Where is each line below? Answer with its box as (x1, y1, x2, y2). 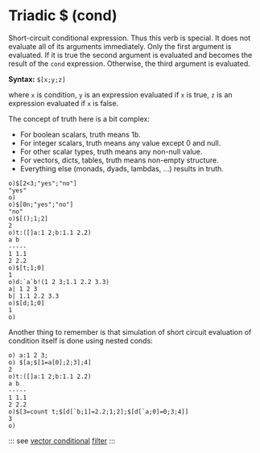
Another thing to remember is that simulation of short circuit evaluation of (8, 327, 252, 336)
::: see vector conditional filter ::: (8, 435, 116, 445)
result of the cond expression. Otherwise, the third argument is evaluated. (8, 59, 251, 68)
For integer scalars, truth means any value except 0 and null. (19, 138, 221, 147)
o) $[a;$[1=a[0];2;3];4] (8, 358, 92, 366)
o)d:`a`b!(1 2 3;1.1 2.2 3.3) (8, 278, 110, 286)
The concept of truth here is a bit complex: (8, 113, 151, 123)
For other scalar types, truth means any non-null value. (19, 146, 203, 156)
